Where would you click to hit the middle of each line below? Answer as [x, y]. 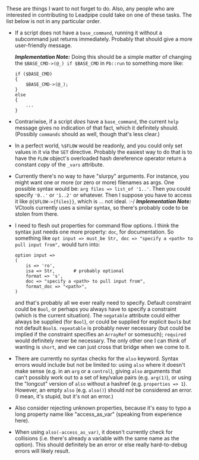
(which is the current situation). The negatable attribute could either [97, 315]
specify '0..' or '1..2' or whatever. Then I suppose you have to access [103, 195]
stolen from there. [37, 214]
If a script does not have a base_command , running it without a [88, 33]
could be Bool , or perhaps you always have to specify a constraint [95, 309]
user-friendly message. [43, 45]
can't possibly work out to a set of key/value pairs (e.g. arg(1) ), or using [103, 377]
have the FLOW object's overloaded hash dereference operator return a [100, 158]
